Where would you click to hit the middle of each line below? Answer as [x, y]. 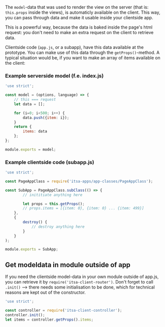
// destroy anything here [58, 227]
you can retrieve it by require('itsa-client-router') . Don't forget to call [79, 282]
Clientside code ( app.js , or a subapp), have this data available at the [74, 47]
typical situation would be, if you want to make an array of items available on [83, 58]
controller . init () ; [25, 315]
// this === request [35, 100]
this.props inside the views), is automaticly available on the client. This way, [83, 12]
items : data [35, 131]
